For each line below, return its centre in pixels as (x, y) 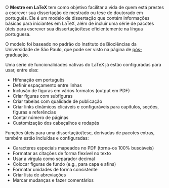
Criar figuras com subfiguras (43, 96)
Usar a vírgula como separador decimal (54, 159)
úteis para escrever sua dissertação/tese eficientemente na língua (74, 29)
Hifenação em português (38, 80)
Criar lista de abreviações (39, 175)
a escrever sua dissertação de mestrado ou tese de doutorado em (74, 13)
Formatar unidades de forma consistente (55, 170)
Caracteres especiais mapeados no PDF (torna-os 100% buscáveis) (83, 148)
